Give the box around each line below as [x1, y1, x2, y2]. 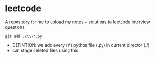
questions [5, 24, 25, 30]
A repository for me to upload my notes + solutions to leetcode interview [5, 19, 150, 25]
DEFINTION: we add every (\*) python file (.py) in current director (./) [12, 42, 150, 48]
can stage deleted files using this [12, 47, 79, 53]
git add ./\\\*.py [5, 34, 42, 39]
